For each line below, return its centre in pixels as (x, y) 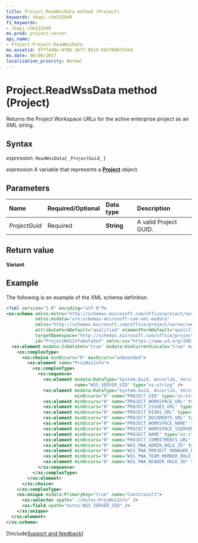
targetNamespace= (56, 336)
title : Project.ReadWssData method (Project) (63, 12)
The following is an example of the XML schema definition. (77, 297)
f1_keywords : (22, 22)
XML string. (20, 125)
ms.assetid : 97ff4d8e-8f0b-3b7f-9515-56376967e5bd (70, 50)
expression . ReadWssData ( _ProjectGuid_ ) (56, 158)
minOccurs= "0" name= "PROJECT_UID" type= (125, 396)
